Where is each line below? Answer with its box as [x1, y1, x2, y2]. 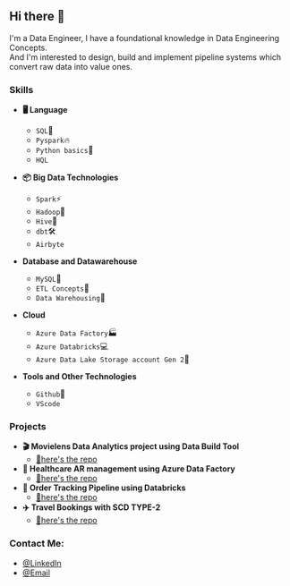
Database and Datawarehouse [21, 256, 138, 267]
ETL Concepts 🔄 [35, 283, 90, 293]
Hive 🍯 [35, 216, 58, 226]
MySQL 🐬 [35, 274, 62, 285]
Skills [9, 83, 34, 96]
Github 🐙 [35, 388, 65, 399]
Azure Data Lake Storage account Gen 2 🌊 [35, 354, 190, 365]
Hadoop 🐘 [35, 207, 65, 217]
